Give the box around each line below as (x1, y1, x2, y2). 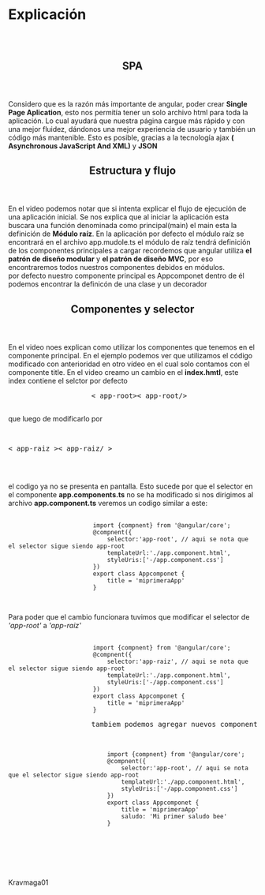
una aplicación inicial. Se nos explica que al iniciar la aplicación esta (8, 212, 230, 222)
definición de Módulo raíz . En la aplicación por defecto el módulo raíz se (8, 229, 244, 238)
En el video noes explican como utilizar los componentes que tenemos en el (8, 342, 255, 352)
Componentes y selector (70, 302, 195, 316)
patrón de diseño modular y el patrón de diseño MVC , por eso (8, 254, 214, 264)
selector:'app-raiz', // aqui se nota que (106, 657, 248, 665)
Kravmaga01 (8, 878, 49, 887)
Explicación (8, 6, 87, 24)
